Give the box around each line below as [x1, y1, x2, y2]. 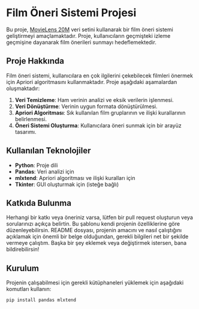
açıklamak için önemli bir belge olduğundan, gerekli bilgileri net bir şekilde [6, 233, 189, 240]
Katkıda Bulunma [6, 198, 72, 208]
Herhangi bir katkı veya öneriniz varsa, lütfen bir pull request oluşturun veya [6, 214, 194, 221]
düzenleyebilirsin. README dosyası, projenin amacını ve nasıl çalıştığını [6, 227, 182, 234]
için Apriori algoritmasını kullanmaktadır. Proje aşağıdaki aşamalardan [6, 78, 177, 85]
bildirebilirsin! [6, 246, 40, 253]
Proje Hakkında [6, 56, 65, 66]
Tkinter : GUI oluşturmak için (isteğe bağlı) [14, 181, 119, 188]
